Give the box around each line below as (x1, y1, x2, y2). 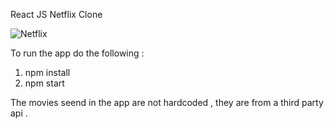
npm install (24, 67, 71, 78)
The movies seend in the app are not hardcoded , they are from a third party (10, 97, 324, 108)
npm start (24, 77, 65, 89)
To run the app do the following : (10, 47, 145, 59)
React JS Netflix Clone (10, 9, 103, 20)
